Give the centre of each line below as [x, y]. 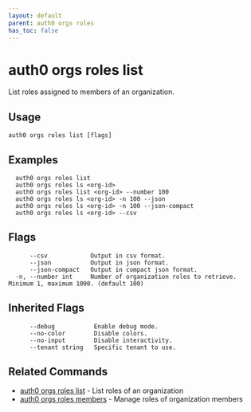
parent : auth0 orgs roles [51, 23]
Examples [33, 160]
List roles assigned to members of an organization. [92, 92]
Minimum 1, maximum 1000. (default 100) [76, 284]
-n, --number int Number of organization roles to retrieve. [126, 277]
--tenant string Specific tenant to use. [103, 347]
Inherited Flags [47, 308]
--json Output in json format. [99, 263]
